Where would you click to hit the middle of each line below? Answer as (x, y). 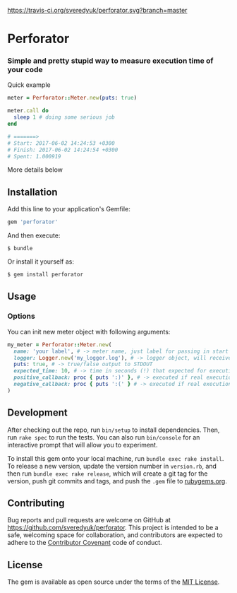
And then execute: (34, 235)
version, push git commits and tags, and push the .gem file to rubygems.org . (117, 481)
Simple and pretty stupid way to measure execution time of (110, 61)
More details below (35, 170)
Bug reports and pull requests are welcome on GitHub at (89, 520)
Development (38, 413)
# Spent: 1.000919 (34, 156)
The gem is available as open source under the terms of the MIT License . (114, 582)
